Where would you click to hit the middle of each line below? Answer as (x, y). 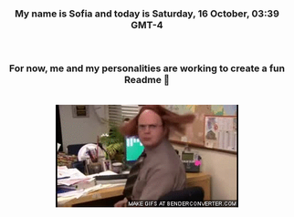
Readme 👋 (147, 80)
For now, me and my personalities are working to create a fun (147, 68)
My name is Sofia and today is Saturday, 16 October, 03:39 (147, 14)
